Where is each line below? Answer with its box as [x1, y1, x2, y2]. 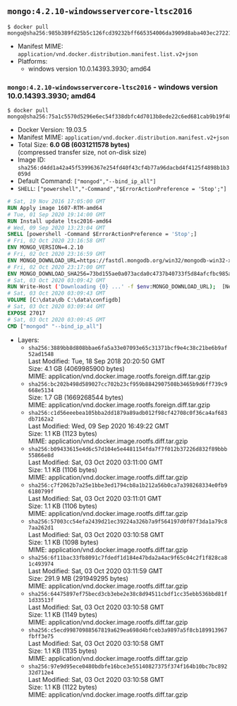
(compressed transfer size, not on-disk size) [17, 148, 147, 157]
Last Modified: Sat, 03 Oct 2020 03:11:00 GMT [28, 458, 164, 466]
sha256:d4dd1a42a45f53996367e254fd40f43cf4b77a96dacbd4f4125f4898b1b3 [17, 165, 230, 172]
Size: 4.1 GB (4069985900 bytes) [28, 364, 125, 372]
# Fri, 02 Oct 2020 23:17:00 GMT [7, 264, 106, 271]
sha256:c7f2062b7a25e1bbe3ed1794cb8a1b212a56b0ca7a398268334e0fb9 [28, 481, 228, 489]
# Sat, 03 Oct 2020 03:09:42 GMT [7, 276, 106, 284]
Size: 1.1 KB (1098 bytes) [28, 538, 99, 546]
